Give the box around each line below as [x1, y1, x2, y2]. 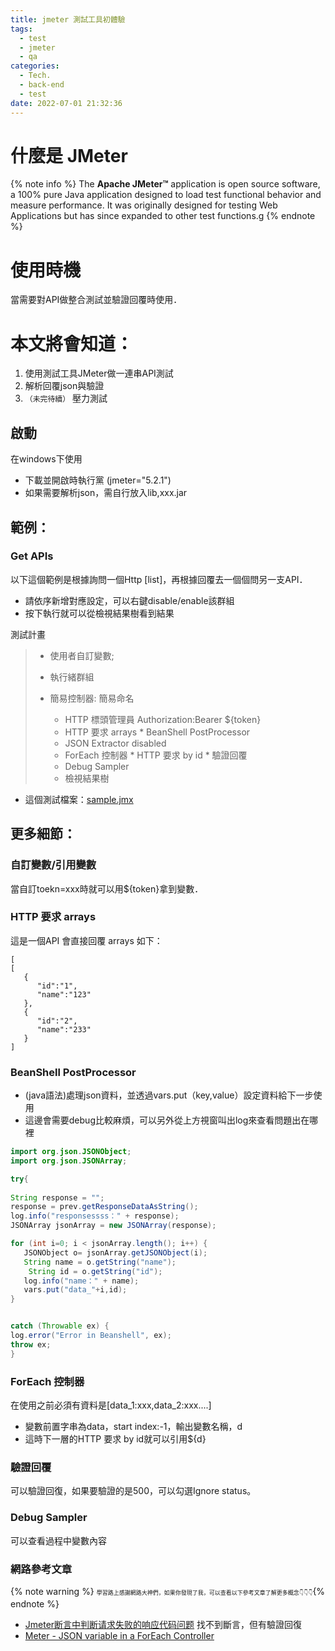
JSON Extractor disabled [64, 737, 167, 749]
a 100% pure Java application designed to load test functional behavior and [10, 189, 322, 201]
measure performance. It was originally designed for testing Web [10, 199, 278, 211]
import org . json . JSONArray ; [10, 1156, 128, 1166]
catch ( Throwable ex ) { [10, 1321, 110, 1331]
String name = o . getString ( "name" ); [23, 1257, 177, 1267]
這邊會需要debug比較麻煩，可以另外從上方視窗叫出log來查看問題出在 [24, 1114, 310, 1126]
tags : [10, 24, 33, 34]
